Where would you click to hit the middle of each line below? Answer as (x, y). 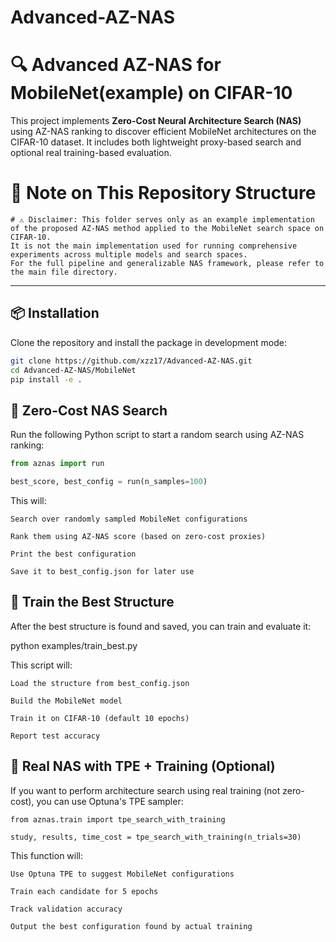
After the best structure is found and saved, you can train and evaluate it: (161, 626)
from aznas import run (57, 464)
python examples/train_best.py (74, 645)
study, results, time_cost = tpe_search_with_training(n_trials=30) (156, 837)
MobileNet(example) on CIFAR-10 (151, 93)
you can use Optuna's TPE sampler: (110, 801)
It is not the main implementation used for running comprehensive (154, 246)
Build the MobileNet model (66, 701)
